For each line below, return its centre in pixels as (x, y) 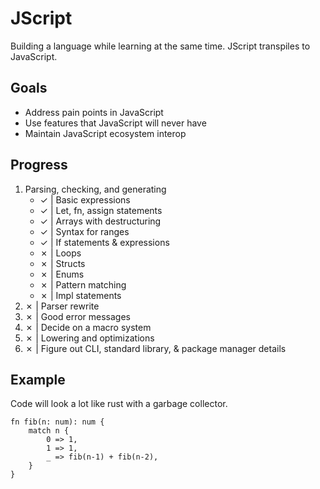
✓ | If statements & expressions (104, 242)
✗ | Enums (62, 274)
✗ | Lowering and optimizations (89, 338)
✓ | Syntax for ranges (84, 231)
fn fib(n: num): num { (57, 422)
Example (38, 379)
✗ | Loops (60, 253)
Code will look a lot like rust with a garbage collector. (119, 404)
